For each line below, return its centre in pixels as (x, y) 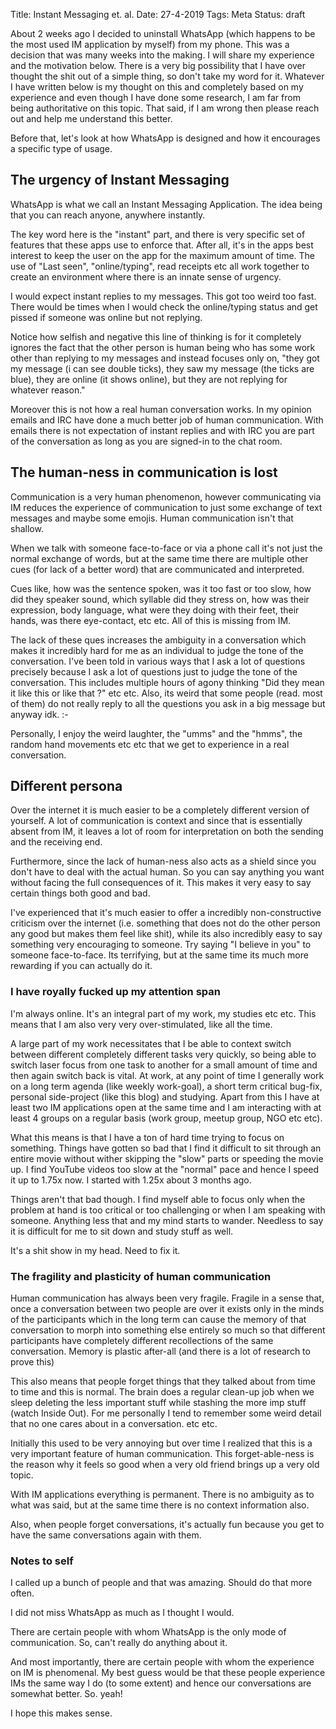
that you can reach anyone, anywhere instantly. (108, 215)
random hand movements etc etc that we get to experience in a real (150, 744)
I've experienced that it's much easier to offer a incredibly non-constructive (166, 913)
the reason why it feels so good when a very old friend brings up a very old (165, 1465)
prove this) (32, 1362)
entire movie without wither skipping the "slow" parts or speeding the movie (167, 1158)
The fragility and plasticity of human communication (141, 1276)
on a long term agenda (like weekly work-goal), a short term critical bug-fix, (166, 1086)
